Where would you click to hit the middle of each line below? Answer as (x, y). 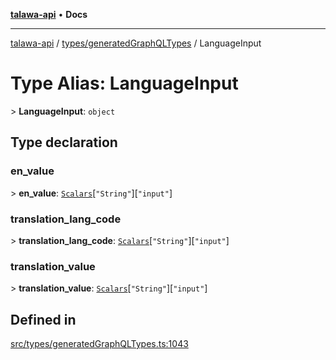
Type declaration (64, 142)
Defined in (43, 319)
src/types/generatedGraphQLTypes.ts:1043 (99, 344)
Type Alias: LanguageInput (124, 83)
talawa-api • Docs (49, 14)
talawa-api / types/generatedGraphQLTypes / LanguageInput (136, 43)
